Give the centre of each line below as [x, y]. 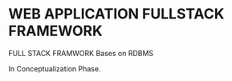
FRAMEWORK [55, 31]
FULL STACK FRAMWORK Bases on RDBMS [81, 53]
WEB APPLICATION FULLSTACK [116, 14]
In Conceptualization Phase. [55, 68]
